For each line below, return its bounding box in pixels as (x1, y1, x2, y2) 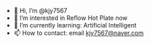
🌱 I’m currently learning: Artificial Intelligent (13, 21, 137, 29)
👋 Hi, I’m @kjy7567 (13, 7, 68, 14)
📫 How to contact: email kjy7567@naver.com (13, 29, 144, 37)
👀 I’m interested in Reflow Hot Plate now (13, 14, 128, 22)
